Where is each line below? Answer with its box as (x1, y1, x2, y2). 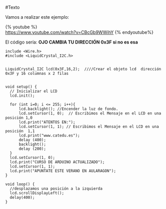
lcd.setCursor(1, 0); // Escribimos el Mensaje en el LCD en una (18, 111, 161, 116)
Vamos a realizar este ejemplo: (5, 14, 69, 20)
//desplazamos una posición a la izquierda (10, 186, 102, 191)
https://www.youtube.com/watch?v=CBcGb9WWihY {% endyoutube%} (5, 29, 154, 35)
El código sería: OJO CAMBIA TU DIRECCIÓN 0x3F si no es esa (5, 39, 138, 45)
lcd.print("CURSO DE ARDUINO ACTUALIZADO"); (10, 159, 105, 164)
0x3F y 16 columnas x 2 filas (5, 71, 69, 76)
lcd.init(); (10, 93, 35, 98)
